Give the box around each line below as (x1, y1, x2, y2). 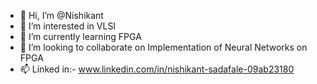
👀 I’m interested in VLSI (19, 20, 117, 32)
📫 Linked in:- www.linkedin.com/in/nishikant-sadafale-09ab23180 (19, 63, 295, 75)
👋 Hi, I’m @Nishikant (19, 10, 104, 21)
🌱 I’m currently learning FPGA (19, 31, 142, 42)
